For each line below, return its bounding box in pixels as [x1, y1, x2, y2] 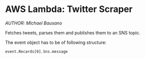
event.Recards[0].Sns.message [5, 49, 68, 54]
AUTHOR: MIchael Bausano [5, 20, 62, 26]
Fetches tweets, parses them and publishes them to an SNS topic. [5, 29, 141, 35]
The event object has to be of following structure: [5, 39, 107, 45]
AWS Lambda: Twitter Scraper [5, 3, 133, 15]
